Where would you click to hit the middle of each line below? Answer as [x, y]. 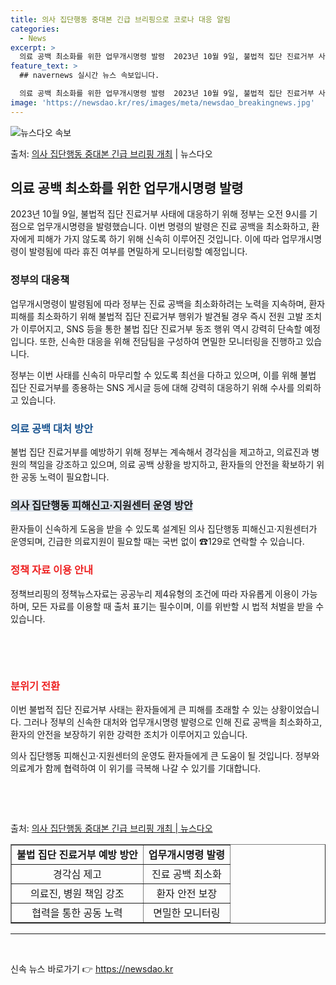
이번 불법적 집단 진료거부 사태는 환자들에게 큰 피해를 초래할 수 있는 [139, 709]
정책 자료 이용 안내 [52, 570]
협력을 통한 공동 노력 [77, 913]
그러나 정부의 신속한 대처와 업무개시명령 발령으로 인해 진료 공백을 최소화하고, [173, 722]
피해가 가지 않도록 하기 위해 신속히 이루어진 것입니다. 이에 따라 [158, 239]
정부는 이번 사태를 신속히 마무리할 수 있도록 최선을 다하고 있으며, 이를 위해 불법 [163, 375]
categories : [35, 29]
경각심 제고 [77, 874]
